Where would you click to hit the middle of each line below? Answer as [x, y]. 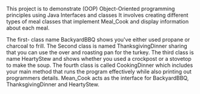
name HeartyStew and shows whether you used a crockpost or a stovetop [99, 59]
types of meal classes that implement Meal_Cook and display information [98, 21]
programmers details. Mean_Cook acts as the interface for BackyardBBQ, [98, 78]
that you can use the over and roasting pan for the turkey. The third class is [100, 52]
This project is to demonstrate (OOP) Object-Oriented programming [91, 9]
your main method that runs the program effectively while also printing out [99, 71]
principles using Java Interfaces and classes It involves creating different [98, 15]
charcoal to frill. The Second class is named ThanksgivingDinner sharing [97, 46]
